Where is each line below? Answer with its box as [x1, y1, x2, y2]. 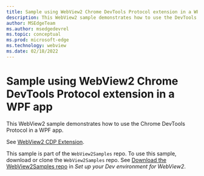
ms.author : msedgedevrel [6, 25, 69, 32]
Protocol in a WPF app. [6, 126, 64, 134]
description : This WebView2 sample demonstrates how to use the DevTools [6, 15, 197, 21]
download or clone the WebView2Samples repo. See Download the [6, 156, 167, 163]
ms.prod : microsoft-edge [6, 37, 69, 43]
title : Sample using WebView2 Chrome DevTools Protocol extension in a [6, 8, 191, 15]
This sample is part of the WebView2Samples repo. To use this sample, [6, 149, 177, 157]
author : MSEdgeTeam [6, 20, 56, 26]
